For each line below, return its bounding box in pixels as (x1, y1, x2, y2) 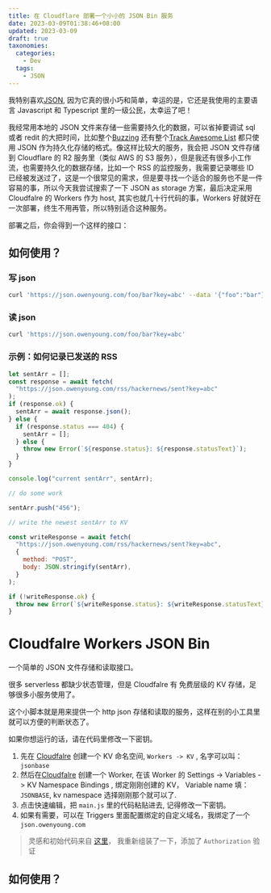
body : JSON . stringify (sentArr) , (23, 563, 131, 572)
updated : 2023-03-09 (8, 27, 78, 35)
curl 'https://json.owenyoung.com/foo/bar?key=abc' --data (8, 291, 211, 300)
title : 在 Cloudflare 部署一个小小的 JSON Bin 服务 (8, 11, 173, 20)
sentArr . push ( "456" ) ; (8, 504, 81, 512)
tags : (15, 65, 35, 73)
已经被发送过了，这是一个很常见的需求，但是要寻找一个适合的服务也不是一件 (8, 173, 263, 182)
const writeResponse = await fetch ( (8, 533, 131, 541)
